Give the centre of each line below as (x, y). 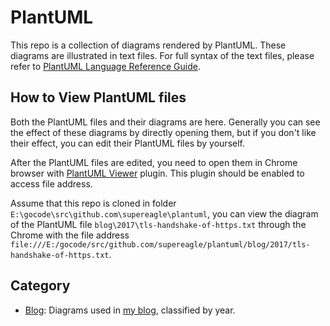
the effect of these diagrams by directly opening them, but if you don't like (163, 132)
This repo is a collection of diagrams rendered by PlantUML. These (148, 45)
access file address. (51, 183)
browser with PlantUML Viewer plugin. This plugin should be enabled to (157, 173)
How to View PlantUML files (98, 97)
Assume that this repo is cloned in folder (93, 203)
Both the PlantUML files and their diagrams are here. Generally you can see (165, 122)
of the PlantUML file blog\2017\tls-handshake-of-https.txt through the (158, 224)
